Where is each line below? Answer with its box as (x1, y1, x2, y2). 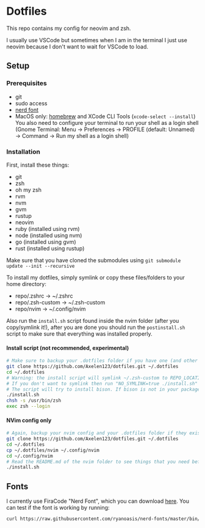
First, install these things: (6, 161, 70, 168)
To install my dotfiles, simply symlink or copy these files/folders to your (6, 274, 185, 281)
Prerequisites (6, 79, 47, 88)
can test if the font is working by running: (6, 504, 110, 511)
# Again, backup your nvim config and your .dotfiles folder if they (6, 430, 187, 436)
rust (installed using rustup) (15, 244, 85, 252)
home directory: (6, 280, 47, 287)
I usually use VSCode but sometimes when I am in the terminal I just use (6, 36, 187, 43)
